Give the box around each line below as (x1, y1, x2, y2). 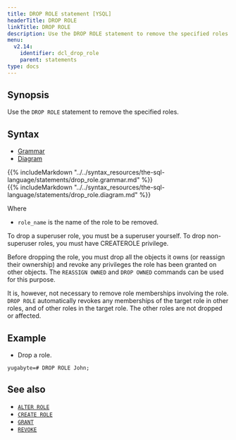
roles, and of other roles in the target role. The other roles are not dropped (7, 304, 223, 313)
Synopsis (7, 89, 49, 101)
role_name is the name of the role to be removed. (17, 218, 159, 227)
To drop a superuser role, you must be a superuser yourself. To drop (7, 232, 206, 240)
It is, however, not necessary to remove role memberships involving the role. (7, 289, 229, 297)
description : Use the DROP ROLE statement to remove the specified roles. (7, 30, 232, 37)
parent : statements (20, 57, 77, 64)
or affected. (7, 311, 42, 320)
